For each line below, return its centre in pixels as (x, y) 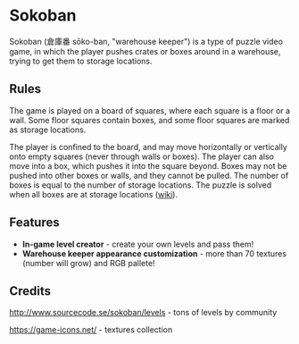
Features (34, 223)
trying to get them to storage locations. (81, 61)
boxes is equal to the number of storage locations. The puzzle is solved (141, 185)
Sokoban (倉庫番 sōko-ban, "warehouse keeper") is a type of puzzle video (146, 41)
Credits (30, 291)
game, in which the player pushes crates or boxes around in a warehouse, (145, 51)
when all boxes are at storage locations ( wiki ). (94, 194)
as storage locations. (48, 130)
